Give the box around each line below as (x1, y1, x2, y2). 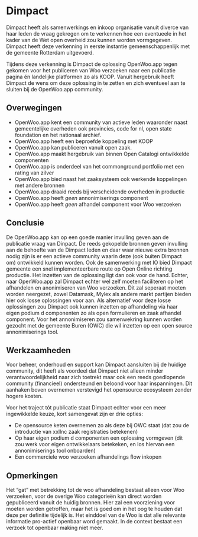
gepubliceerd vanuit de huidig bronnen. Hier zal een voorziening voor (6, 499, 176, 506)
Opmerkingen (6, 471, 58, 481)
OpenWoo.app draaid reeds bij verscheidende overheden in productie (14, 188, 185, 195)
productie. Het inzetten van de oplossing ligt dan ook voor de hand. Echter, (6, 271, 189, 278)
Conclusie (6, 218, 44, 228)
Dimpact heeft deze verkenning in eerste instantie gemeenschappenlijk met (6, 43, 190, 50)
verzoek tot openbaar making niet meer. (6, 524, 103, 532)
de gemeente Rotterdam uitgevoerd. (6, 49, 95, 56)
